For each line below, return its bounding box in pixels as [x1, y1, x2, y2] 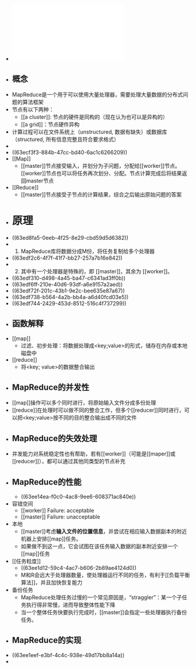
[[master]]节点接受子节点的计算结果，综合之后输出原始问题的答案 [20, 190, 182, 198]
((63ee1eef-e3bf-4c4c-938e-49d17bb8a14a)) [11, 651, 124, 658]
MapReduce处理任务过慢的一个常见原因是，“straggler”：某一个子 [20, 594, 182, 601]
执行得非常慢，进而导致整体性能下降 [26, 602, 115, 608]
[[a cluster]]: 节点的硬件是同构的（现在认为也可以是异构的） [20, 113, 169, 121]
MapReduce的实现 [11, 635, 82, 646]
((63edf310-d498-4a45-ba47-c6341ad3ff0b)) [11, 274, 126, 282]
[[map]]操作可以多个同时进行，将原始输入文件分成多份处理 [11, 399, 157, 406]
